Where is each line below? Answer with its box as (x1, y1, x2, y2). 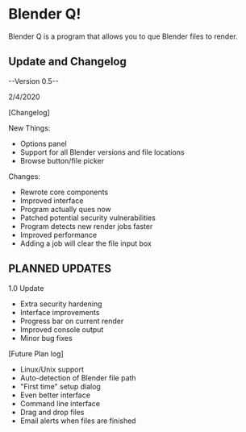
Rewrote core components (19, 187, 109, 197)
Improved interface (19, 195, 84, 206)
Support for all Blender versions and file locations (19, 147, 185, 157)
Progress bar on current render (19, 316, 124, 326)
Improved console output (19, 324, 104, 334)
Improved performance (19, 230, 98, 239)
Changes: (8, 171, 40, 181)
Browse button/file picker (19, 156, 105, 165)
